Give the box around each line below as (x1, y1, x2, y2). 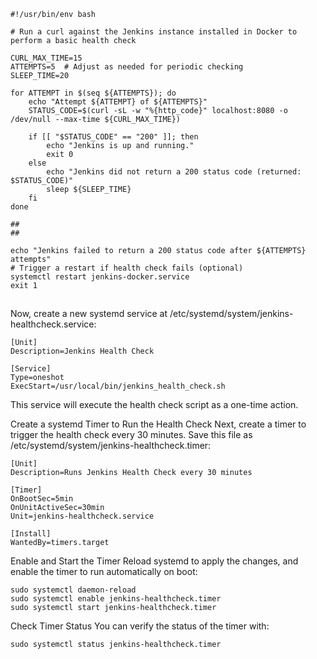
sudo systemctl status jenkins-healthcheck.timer (10, 640, 222, 650)
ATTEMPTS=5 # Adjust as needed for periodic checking (10, 62, 244, 72)
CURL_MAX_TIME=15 (10, 53, 83, 63)
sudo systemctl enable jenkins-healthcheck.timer (10, 594, 222, 604)
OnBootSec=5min (10, 494, 74, 504)
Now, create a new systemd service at (10, 308, 168, 320)
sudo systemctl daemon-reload (10, 585, 137, 595)
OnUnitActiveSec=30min (10, 503, 105, 513)
